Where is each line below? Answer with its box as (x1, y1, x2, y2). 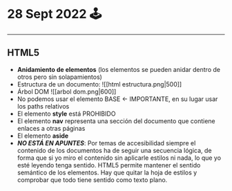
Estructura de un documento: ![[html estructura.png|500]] (17, 80, 182, 88)
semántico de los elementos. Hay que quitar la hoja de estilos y (17, 168, 197, 176)
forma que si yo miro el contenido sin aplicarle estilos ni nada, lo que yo (17, 154, 222, 162)
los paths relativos (17, 102, 70, 110)
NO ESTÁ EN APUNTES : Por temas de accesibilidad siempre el (17, 138, 196, 147)
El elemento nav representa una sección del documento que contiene (17, 116, 215, 125)
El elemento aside (17, 131, 69, 140)
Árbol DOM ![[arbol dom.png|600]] (17, 87, 117, 95)
